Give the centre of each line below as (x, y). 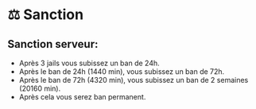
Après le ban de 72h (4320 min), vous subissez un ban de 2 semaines (134, 80)
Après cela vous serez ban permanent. (82, 97)
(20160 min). (40, 88)
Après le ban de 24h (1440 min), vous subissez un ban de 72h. (122, 72)
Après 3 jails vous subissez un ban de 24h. (89, 63)
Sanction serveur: (53, 44)
